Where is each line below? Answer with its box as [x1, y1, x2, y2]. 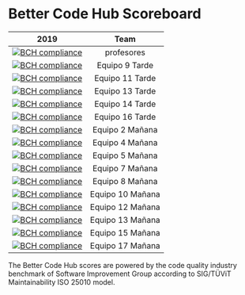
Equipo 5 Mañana [92, 150, 158, 161]
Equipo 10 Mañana [89, 188, 160, 199]
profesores [104, 47, 146, 58]
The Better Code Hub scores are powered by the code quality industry [8, 260, 237, 270]
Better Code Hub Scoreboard [8, 5, 202, 23]
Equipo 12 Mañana [89, 201, 160, 213]
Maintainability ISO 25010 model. [8, 277, 115, 286]
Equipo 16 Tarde [94, 111, 156, 122]
